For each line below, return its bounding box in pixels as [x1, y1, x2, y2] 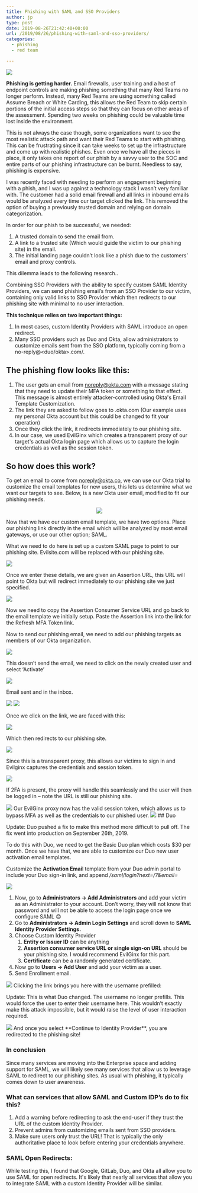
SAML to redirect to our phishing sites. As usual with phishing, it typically [6, 1071, 184, 1079]
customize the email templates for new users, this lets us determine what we [6, 483, 193, 490]
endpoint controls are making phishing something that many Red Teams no [6, 86, 189, 93]
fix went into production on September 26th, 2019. [6, 830, 129, 837]
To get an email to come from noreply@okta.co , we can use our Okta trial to [6, 477, 191, 484]
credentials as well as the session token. [14, 444, 113, 451]
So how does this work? [6, 461, 96, 471]
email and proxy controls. [14, 258, 77, 265]
